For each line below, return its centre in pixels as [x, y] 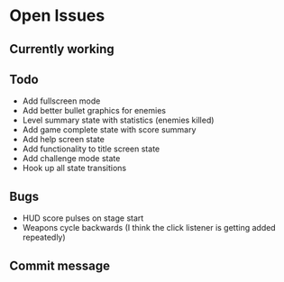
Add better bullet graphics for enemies [94, 111]
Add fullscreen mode [61, 101]
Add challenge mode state [71, 159]
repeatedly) [44, 237]
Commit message [60, 265]
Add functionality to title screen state [91, 149]
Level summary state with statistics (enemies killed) [118, 120]
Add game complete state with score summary [109, 130]
